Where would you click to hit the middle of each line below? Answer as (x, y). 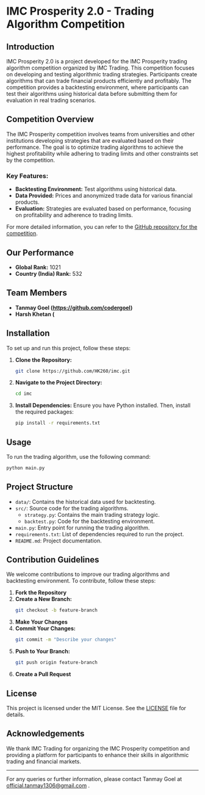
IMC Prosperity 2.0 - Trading (80, 11)
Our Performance (40, 252)
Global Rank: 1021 (38, 267)
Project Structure (40, 487)
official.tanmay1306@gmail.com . (48, 785)
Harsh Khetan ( (35, 314)
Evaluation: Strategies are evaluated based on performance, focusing (103, 209)
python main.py (26, 468)
